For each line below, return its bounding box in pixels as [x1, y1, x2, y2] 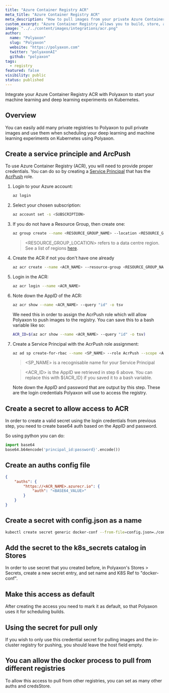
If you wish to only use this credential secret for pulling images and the [5, 637, 152, 642]
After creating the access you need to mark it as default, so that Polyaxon [5, 604, 157, 610]
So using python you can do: [5, 433, 65, 439]
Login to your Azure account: [12, 183, 73, 189]
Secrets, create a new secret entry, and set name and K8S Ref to [5, 570, 140, 576]
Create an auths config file [5, 461, 91, 470]
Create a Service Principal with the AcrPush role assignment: [12, 341, 139, 347]
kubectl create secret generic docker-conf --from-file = [5, 530, 127, 535]
